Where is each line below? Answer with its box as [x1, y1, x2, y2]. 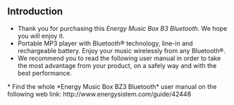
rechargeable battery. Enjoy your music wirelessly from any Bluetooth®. [17, 46, 226, 55]
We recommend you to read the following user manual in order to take [17, 54, 221, 62]
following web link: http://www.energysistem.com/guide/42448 [7, 90, 192, 98]
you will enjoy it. [17, 31, 65, 40]
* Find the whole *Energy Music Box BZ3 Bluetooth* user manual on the [7, 82, 217, 90]
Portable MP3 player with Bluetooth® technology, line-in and [17, 38, 193, 48]
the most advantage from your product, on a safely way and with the [17, 61, 217, 69]
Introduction [7, 6, 63, 17]
